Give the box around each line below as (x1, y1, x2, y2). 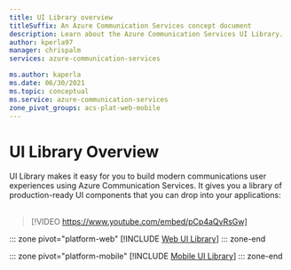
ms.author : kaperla (9, 70, 82, 80)
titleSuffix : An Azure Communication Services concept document (9, 21, 252, 30)
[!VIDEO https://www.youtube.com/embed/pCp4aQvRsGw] (30, 217, 248, 227)
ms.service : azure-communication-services (9, 95, 169, 104)
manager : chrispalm (9, 46, 82, 55)
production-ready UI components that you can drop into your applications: (9, 190, 281, 201)
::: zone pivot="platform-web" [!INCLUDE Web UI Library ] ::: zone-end (9, 234, 266, 244)
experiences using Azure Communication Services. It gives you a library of (9, 180, 282, 191)
